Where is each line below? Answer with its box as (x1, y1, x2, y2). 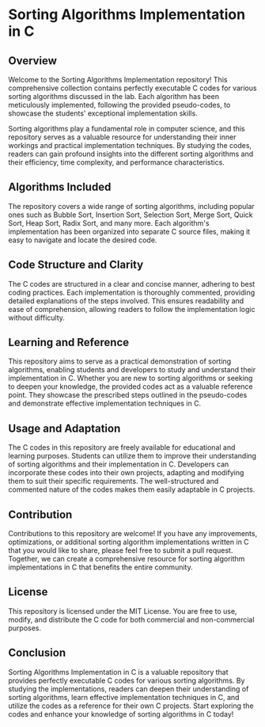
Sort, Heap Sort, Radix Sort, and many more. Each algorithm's (8, 218, 210, 227)
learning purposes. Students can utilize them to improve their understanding (8, 451, 257, 461)
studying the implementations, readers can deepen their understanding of (8, 683, 249, 694)
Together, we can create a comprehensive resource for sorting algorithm (8, 554, 245, 564)
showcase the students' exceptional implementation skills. (8, 108, 198, 118)
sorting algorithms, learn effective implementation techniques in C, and (8, 692, 240, 702)
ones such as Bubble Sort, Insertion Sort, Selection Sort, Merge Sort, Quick (8, 210, 253, 219)
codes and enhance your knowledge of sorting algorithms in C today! (8, 709, 234, 718)
